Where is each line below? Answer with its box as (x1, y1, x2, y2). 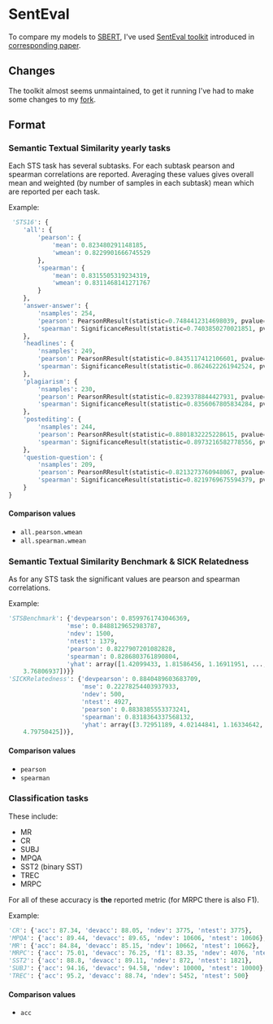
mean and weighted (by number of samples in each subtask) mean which (8, 178, 254, 188)
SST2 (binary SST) (19, 861, 83, 872)
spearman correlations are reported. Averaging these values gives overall (8, 169, 254, 179)
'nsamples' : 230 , (37, 385, 96, 393)
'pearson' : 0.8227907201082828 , (66, 644, 176, 653)
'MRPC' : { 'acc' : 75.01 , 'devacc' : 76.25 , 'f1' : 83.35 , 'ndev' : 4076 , (8, 949, 249, 957)
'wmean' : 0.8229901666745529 (51, 248, 151, 257)
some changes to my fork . (8, 94, 96, 104)
